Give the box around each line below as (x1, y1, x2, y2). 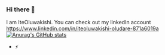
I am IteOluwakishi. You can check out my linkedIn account (6, 19, 151, 26)
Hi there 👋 (6, 5, 36, 14)
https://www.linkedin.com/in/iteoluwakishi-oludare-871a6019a (6, 25, 160, 32)
